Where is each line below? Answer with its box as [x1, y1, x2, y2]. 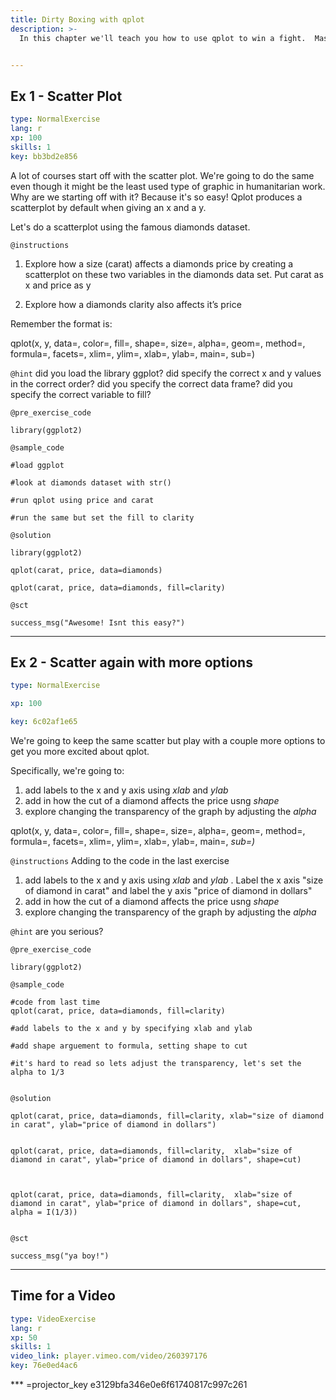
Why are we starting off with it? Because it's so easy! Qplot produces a [10, 191, 303, 203]
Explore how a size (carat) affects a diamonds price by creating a [24, 257, 294, 270]
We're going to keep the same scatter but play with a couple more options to [10, 735, 326, 746]
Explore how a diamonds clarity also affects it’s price [24, 298, 242, 310]
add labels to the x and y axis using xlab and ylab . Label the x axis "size [24, 874, 324, 886]
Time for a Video [10, 1287, 116, 1305]
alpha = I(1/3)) [10, 1207, 78, 1217]
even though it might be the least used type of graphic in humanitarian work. [10, 180, 326, 192]
